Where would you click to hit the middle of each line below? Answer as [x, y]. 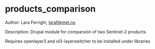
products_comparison [50, 9]
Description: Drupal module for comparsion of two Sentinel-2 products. [76, 32]
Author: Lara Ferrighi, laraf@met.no [40, 22]
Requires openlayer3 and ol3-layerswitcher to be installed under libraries [78, 41]
